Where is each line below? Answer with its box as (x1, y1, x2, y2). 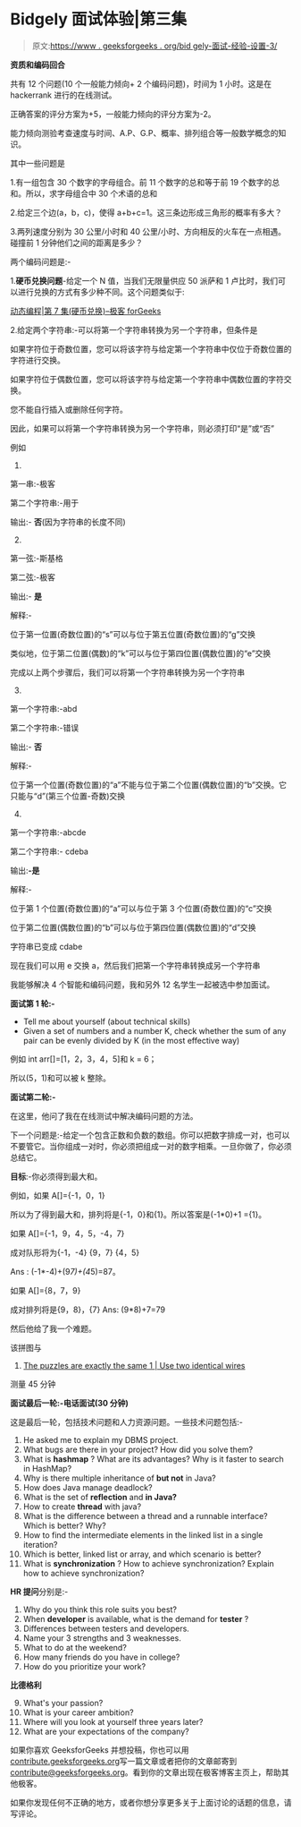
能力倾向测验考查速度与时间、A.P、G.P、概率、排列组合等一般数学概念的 (10, 127, 280, 138)
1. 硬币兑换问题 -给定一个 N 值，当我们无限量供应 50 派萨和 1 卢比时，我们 (10, 275, 279, 286)
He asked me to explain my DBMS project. (22, 1434, 179, 1445)
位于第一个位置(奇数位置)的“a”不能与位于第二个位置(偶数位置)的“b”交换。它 (10, 779, 287, 790)
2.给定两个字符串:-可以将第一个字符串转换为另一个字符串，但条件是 (10, 324, 258, 335)
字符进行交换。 (10, 354, 65, 365)
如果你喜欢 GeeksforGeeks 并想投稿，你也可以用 (10, 1744, 189, 1755)
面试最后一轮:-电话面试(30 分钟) (10, 1397, 129, 1408)
